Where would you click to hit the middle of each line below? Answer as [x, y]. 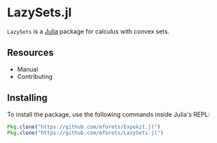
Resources [30, 53]
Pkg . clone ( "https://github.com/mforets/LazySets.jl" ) [86, 133]
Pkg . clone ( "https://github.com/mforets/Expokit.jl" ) [84, 127]
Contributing [35, 76]
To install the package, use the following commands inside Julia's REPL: [108, 114]
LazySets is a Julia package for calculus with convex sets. [88, 31]
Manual [28, 69]
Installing [27, 98]
